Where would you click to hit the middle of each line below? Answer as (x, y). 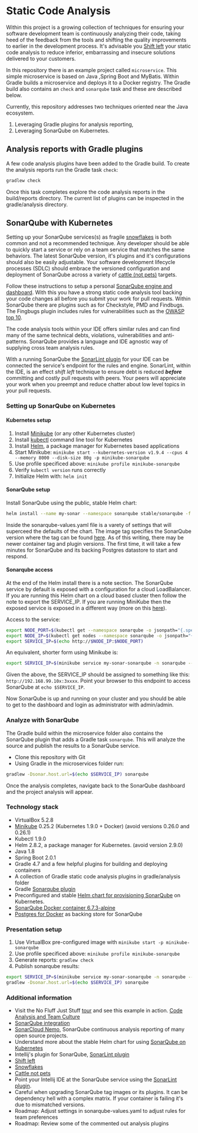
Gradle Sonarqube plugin (45, 889)
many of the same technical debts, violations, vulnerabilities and (84, 336)
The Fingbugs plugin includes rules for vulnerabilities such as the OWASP (95, 311)
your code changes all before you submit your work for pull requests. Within (98, 299)
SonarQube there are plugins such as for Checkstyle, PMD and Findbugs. (95, 305)
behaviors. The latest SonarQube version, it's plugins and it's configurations (98, 256)
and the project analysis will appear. (50, 792)
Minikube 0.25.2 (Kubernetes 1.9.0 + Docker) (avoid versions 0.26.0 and (102, 826)
